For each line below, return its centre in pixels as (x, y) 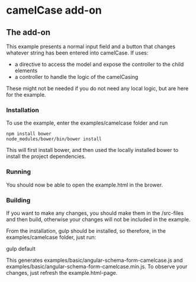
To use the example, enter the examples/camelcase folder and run (87, 123)
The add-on (28, 32)
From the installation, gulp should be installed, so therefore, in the (86, 231)
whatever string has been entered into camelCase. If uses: (77, 53)
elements (26, 71)
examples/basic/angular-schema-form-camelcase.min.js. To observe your (97, 266)
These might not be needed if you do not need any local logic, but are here (97, 88)
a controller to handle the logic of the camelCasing (76, 77)
